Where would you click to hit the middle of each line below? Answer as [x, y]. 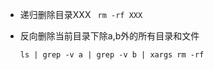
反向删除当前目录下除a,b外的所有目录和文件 [109, 36]
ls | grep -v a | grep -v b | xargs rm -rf [112, 55]
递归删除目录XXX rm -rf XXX [81, 14]
